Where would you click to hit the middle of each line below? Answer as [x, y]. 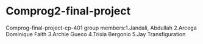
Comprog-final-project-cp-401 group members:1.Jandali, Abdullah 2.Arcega [101, 28]
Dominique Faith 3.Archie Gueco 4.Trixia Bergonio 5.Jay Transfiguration [96, 34]
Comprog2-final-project [68, 11]
